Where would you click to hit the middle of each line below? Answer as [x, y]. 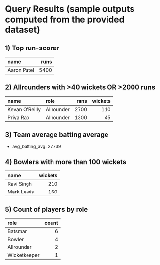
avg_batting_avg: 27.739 [37, 146]
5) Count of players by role [47, 209]
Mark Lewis [21, 192]
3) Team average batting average [57, 135]
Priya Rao [19, 117]
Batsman [18, 231]
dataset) [23, 30]
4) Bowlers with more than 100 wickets [66, 162]
